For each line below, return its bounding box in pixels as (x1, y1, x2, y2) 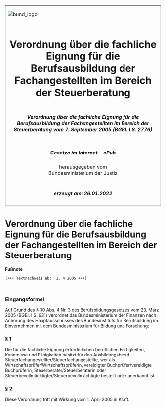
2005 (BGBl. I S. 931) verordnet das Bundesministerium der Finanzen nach (5, 312, 157, 318)
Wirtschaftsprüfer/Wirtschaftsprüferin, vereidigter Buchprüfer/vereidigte (5, 362, 152, 368)
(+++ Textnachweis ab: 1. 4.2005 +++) (5, 276, 87, 281)
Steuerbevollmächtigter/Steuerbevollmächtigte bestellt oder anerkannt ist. (5, 373, 156, 379)
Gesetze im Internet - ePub (50, 149, 116, 156)
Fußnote (5, 266, 23, 272)
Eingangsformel (5, 296, 44, 303)
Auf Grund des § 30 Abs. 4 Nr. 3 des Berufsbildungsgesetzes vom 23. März (5, 307, 159, 313)
